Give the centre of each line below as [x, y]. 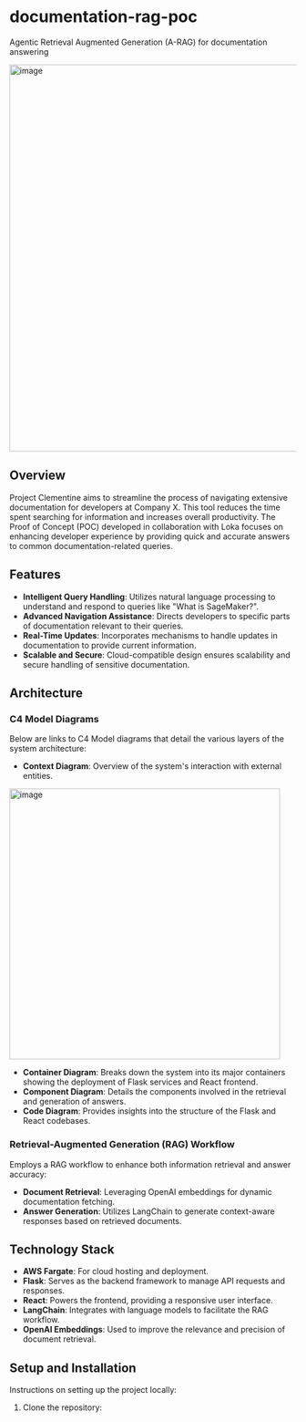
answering [29, 51]
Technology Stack [62, 1249]
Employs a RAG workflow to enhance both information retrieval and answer [150, 1164]
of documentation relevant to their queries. [103, 626]
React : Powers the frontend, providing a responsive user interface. [148, 1301]
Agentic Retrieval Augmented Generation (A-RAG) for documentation [138, 42]
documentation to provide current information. [110, 645]
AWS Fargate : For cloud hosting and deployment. [116, 1271]
